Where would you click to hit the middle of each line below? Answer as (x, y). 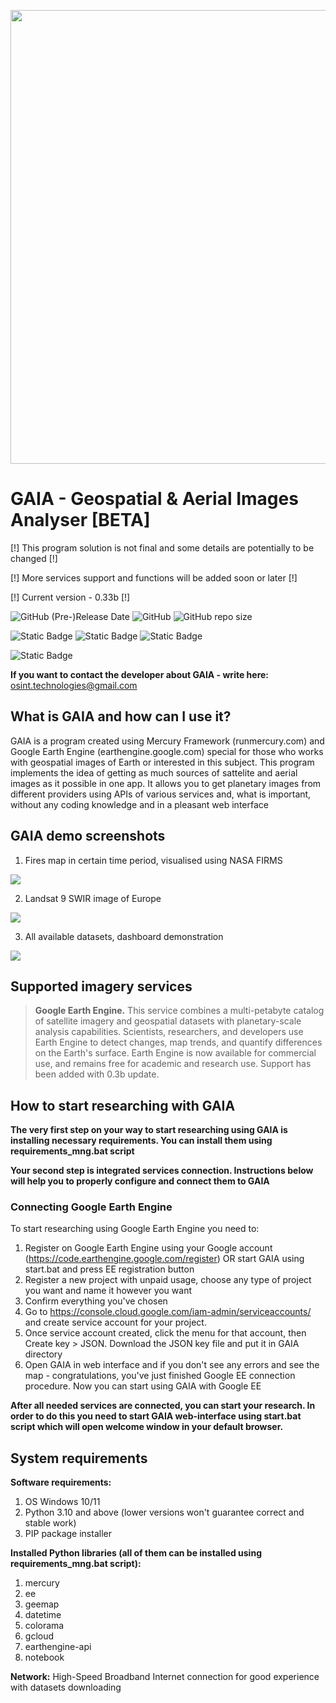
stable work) (50, 1523)
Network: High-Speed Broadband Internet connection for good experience (165, 1677)
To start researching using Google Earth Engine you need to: (135, 1229)
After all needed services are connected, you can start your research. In (163, 1406)
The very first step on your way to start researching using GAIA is (149, 1130)
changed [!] (34, 558)
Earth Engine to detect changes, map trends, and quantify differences (178, 1042)
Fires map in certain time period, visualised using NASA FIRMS (153, 860)
